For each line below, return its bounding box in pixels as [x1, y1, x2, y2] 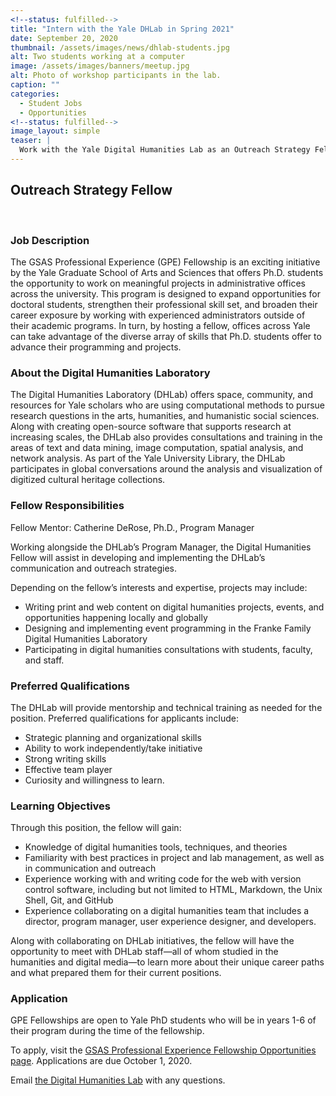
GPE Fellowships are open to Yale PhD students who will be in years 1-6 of [10, 1014, 317, 1026]
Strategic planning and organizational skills [24, 731, 202, 743]
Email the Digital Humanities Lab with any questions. [10, 1074, 226, 1086]
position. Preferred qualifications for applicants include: [10, 712, 239, 724]
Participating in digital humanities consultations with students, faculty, [24, 643, 313, 655]
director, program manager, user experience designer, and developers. [24, 916, 317, 928]
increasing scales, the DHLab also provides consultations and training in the [10, 431, 323, 443]
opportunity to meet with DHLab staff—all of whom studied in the [10, 946, 279, 958]
